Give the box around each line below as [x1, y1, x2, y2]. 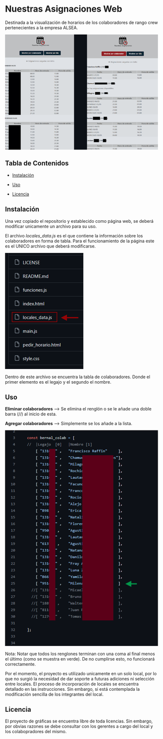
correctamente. [5, 661, 36, 667]
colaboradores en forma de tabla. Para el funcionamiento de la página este [5, 238, 154, 244]
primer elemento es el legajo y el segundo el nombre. [5, 379, 112, 385]
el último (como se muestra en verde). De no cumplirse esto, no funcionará [5, 656, 155, 661]
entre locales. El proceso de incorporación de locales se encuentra [5, 681, 139, 687]
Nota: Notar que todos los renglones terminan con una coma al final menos [5, 651, 155, 657]
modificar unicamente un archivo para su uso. [5, 223, 97, 229]
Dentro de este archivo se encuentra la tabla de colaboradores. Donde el [5, 374, 150, 380]
